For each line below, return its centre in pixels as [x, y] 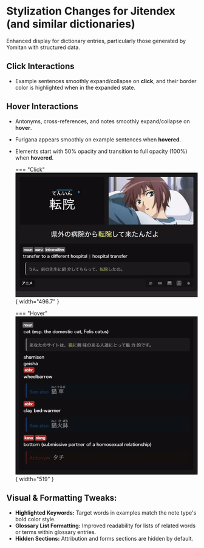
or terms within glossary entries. [56, 532]
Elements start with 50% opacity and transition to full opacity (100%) [101, 151]
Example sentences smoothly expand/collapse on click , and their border [106, 81]
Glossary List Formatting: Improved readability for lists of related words [105, 526]
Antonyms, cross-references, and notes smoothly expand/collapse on [102, 121]
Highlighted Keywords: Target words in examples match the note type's [106, 512]
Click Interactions [40, 66]
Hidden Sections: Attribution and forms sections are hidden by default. [104, 538]
